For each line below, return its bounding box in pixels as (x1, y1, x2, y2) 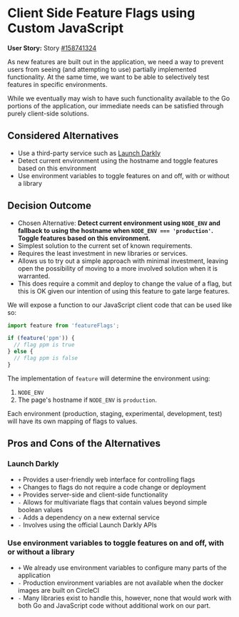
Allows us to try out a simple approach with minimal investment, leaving (17, 256, 228, 265)
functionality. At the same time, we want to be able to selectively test (7, 73, 210, 81)
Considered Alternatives (7, 130, 119, 142)
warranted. (17, 271, 51, 280)
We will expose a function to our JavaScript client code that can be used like (7, 301, 233, 309)
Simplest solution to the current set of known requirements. (17, 241, 193, 250)
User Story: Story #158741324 (7, 43, 97, 52)
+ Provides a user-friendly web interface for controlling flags (17, 475, 195, 484)
